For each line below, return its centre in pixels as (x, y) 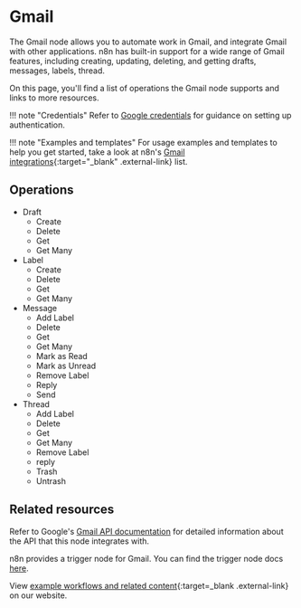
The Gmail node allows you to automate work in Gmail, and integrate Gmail (148, 42)
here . (19, 568)
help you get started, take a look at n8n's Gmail (97, 152)
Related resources (62, 510)
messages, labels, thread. (57, 71)
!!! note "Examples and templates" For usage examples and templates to (143, 142)
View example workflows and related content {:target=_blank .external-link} (149, 585)
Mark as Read (61, 356)
